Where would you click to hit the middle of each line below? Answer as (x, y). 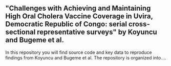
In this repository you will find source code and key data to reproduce (79, 52)
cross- (139, 24)
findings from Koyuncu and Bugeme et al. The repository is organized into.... (86, 57)
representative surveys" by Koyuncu (97, 32)
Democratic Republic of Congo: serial (66, 24)
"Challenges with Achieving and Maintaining (78, 8)
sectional (20, 32)
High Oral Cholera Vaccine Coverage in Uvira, (79, 16)
